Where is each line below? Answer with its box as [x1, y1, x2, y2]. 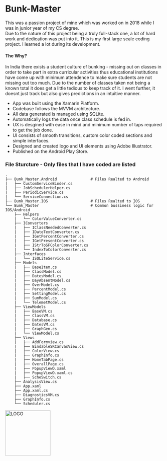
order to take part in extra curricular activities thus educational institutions [5, 69, 158, 75]
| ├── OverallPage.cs [14, 362, 64, 367]
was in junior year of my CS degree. [5, 25, 79, 31]
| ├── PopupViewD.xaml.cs [14, 370, 73, 375]
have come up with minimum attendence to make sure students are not [5, 74, 152, 81]
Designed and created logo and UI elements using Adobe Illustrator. [12, 143, 153, 149]
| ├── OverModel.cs [14, 282, 59, 287]
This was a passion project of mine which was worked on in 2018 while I [5, 20, 154, 26]
